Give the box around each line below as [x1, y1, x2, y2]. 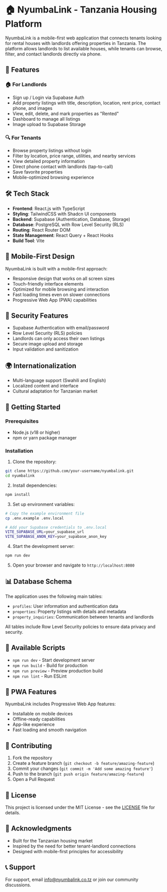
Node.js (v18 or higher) [12, 429, 60, 435]
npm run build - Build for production [12, 662, 88, 668]
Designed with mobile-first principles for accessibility [12, 848, 123, 854]
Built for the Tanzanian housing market [12, 838, 93, 844]
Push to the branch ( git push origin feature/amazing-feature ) [12, 771, 144, 777]
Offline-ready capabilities [12, 716, 65, 722]
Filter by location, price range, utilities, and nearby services [12, 152, 136, 159]
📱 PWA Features [5, 688, 57, 696]
